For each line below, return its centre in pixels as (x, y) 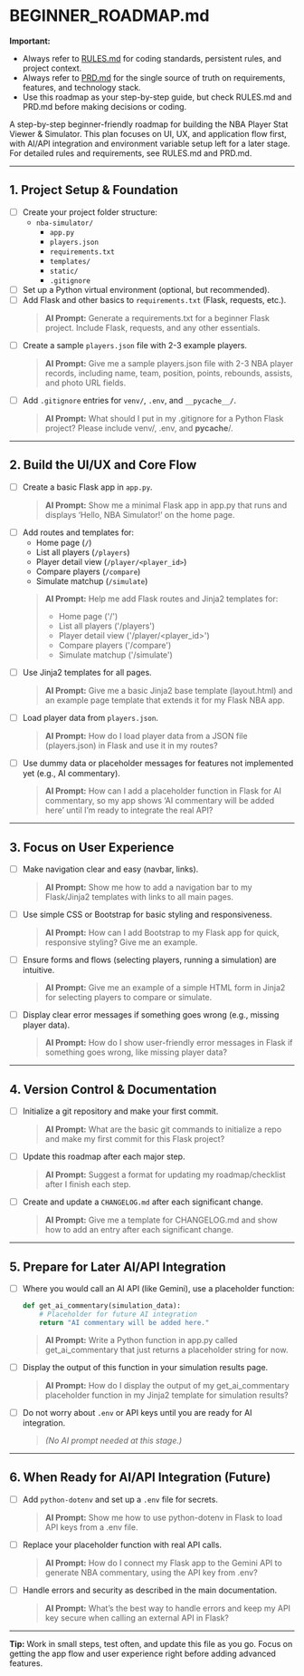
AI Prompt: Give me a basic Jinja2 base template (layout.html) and (169, 691)
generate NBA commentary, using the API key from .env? (151, 1572)
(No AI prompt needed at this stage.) (114, 1440)
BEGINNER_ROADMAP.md (109, 16)
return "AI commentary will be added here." (124, 1322)
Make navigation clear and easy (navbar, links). (110, 869)
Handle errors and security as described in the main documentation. (150, 1590)
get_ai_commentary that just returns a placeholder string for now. (166, 1350)
